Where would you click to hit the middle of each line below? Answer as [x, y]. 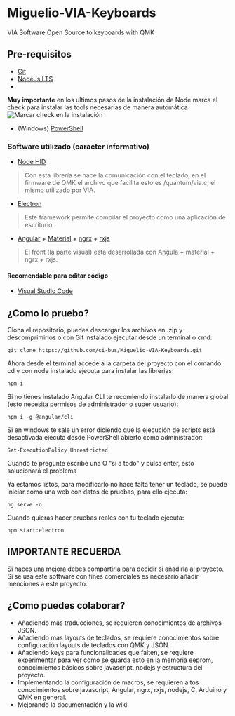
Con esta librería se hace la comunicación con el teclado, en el [115, 175]
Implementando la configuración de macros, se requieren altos [108, 682]
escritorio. [39, 225]
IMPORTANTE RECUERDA [64, 552]
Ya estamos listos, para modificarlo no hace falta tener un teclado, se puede [117, 485]
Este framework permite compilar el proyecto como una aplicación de [125, 217]
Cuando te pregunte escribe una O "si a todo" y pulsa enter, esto [101, 464]
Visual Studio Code [45, 291]
